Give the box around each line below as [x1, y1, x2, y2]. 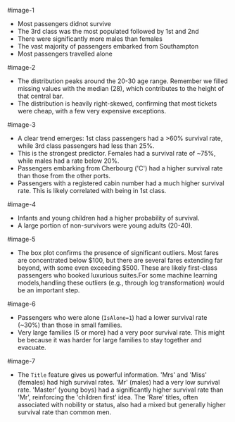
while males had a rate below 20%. [17, 156, 120, 165]
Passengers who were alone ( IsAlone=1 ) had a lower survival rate [17, 314, 208, 321]
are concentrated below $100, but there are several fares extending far [17, 256, 223, 264]
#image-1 [7, 6, 35, 14]
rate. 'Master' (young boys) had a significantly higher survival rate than [17, 385, 224, 394]
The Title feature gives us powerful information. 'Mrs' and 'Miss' [17, 371, 208, 379]
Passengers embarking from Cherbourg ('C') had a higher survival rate [17, 164, 223, 172]
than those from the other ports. [17, 172, 111, 180]
